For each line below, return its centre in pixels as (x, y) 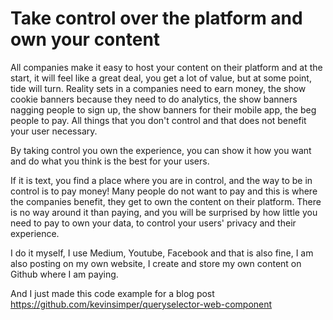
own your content (85, 39)
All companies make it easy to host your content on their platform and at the (166, 67)
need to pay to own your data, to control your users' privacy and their (153, 223)
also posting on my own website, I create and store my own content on (156, 263)
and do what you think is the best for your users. (110, 161)
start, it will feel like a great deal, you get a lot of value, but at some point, (161, 78)
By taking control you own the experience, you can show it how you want (161, 150)
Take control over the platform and (156, 18)
